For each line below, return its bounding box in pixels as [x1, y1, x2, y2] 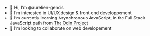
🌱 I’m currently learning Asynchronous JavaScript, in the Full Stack [9, 15, 145, 20]
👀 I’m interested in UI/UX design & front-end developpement [9, 10, 132, 16]
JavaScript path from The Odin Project [9, 20, 88, 26]
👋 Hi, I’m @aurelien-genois [9, 5, 64, 10]
